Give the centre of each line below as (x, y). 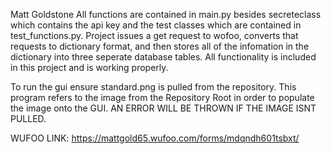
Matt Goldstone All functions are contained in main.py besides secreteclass (166, 14)
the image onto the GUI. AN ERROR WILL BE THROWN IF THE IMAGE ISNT (163, 108)
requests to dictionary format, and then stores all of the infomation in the (160, 46)
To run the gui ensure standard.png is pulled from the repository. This (153, 87)
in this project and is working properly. (89, 67)
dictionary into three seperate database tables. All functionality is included (163, 57)
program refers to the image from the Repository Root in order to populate (162, 97)
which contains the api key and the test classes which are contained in (156, 25)
